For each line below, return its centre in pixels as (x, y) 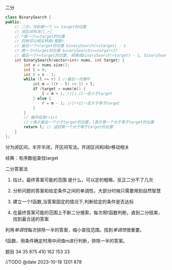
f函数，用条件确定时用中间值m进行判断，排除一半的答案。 (67, 241)
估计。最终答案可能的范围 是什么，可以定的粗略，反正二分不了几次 (83, 180)
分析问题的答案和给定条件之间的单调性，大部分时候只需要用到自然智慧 (87, 190)
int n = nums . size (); (47, 65)
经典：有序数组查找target (32, 158)
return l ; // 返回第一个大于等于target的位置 (69, 127)
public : (14, 22)
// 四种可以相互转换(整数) (39, 41)
